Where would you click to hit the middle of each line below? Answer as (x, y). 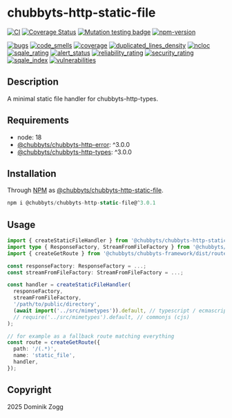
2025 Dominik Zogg (35, 406)
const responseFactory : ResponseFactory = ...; (77, 266)
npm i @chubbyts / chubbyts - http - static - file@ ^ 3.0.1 (81, 203)
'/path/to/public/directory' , (57, 304)
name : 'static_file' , (45, 356)
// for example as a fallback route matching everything (91, 336)
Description (33, 82)
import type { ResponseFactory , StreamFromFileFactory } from (98, 247)
